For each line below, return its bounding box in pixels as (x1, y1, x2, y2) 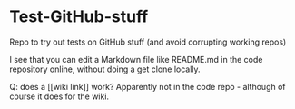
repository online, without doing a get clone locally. (9, 64, 202, 74)
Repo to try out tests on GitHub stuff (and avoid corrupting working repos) (9, 36, 287, 47)
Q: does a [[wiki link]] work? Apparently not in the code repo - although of (9, 81, 286, 92)
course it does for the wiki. (9, 91, 110, 102)
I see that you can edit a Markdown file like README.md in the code (9, 54, 263, 64)
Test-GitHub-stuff (9, 6, 149, 27)
